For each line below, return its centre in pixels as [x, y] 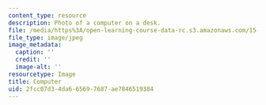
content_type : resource [47, 15]
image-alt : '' [38, 67]
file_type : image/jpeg [46, 37]
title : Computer [35, 81]
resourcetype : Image [42, 74]
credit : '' [33, 60]
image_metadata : [35, 45]
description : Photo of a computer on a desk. [84, 23]
